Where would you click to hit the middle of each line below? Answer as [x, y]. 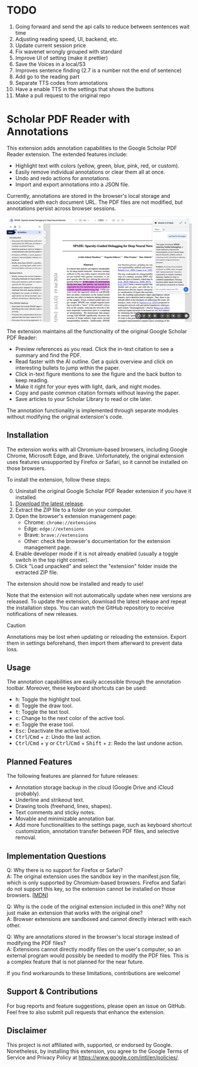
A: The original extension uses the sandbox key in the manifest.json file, [94, 877]
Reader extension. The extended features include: [67, 154]
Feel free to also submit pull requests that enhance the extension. [86, 1012]
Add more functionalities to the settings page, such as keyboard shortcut [103, 825]
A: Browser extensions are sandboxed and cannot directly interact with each [99, 919]
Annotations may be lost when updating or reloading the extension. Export [97, 637]
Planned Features [40, 762]
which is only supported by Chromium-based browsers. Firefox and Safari [96, 883]
